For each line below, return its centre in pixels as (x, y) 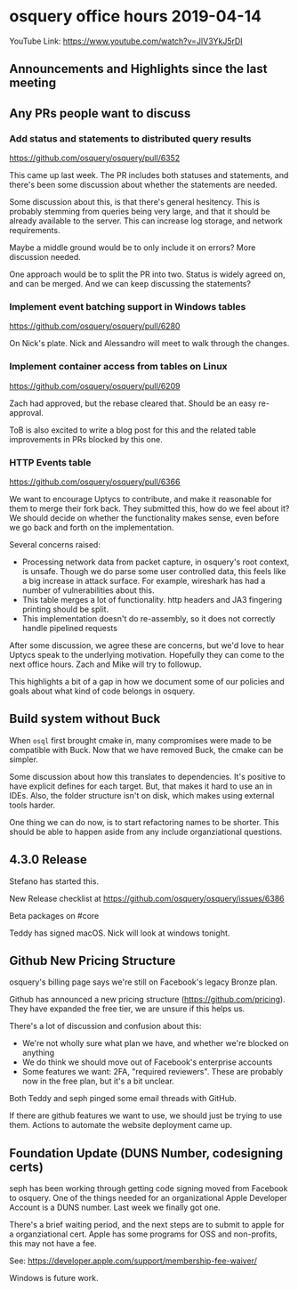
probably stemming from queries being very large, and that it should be (140, 212)
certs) (27, 1167)
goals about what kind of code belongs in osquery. (102, 691)
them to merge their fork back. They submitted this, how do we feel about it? (149, 508)
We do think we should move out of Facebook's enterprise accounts (147, 1062)
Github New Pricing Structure (93, 960)
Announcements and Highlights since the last (138, 69)
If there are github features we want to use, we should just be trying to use (146, 1116)
